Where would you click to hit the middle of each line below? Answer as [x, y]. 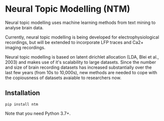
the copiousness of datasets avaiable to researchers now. [63, 78]
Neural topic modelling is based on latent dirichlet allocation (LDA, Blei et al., [82, 57]
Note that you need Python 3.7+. [38, 113]
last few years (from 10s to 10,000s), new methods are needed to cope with [81, 72]
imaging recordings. [25, 47]
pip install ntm [22, 104]
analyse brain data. [24, 27]
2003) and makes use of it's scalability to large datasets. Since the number [81, 62]
